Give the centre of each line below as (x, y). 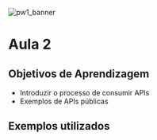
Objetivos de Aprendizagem (79, 74)
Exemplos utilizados (59, 126)
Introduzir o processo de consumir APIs (84, 93)
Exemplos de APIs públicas (64, 101)
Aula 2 (30, 45)
